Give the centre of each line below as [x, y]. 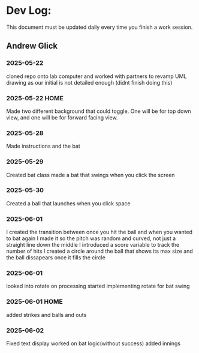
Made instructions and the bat [43, 146]
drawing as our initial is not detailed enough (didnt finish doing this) [89, 82]
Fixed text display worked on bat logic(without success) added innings [94, 343]
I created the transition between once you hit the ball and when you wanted [99, 232]
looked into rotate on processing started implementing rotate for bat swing [98, 286]
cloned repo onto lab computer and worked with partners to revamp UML [97, 76]
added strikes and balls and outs [46, 315]
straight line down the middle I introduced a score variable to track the [93, 245]
